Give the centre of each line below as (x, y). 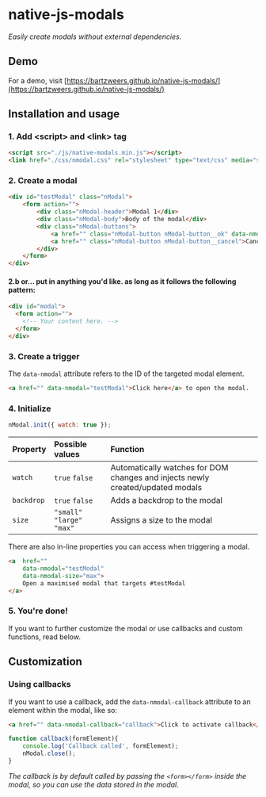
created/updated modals (156, 488)
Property (29, 450)
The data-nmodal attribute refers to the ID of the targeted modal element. (126, 374)
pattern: (22, 289)
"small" (68, 512)
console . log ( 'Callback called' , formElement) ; (101, 746)
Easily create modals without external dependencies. (95, 36)
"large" (68, 520)
